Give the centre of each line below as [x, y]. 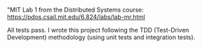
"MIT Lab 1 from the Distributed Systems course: [75, 10]
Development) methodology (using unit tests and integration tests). [101, 37]
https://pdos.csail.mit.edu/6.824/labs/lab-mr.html [76, 17]
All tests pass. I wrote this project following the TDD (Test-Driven [98, 30]
